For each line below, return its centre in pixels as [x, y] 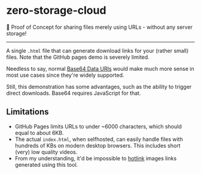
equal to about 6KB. [39, 133]
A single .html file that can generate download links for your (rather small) [98, 50]
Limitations [28, 112]
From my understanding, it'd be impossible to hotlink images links [96, 158]
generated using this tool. [46, 164]
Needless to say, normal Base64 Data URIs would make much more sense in [100, 68]
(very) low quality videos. [46, 152]
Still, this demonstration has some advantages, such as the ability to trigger [99, 86]
